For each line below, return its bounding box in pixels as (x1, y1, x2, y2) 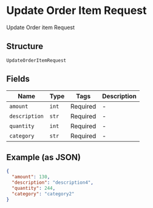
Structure (6, 41, 44, 52)
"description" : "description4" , (12, 179, 94, 186)
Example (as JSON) (6, 152, 81, 163)
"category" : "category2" (12, 190, 75, 197)
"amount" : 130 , (12, 174, 50, 180)
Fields (6, 74, 30, 84)
